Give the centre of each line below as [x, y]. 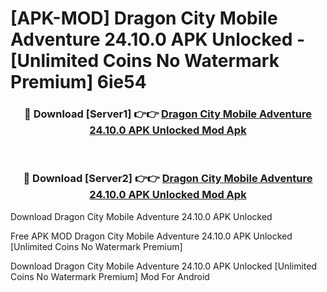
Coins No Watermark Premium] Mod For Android [110, 276]
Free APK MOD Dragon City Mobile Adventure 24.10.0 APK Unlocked [151, 236]
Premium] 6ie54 [78, 82]
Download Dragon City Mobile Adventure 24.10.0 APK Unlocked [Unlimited [163, 266]
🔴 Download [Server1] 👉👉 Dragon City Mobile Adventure [168, 114]
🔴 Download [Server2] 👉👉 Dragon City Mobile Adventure [168, 179]
